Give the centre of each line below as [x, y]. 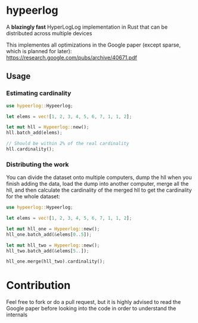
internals [17, 315]
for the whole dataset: [33, 196]
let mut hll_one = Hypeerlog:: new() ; [53, 229]
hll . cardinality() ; [30, 149]
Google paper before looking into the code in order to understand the [91, 309]
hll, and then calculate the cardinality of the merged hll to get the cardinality [99, 190]
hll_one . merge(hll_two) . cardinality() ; [56, 262]
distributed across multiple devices [49, 33]
